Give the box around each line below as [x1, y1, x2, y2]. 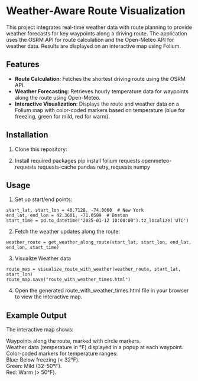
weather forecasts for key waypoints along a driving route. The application [6, 29, 187, 37]
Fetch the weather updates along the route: [14, 228, 120, 235]
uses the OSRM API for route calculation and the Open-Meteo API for [6, 36, 174, 43]
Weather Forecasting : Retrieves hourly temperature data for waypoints [14, 87, 189, 95]
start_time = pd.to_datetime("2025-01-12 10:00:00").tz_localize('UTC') [6, 218, 189, 224]
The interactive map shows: [6, 326, 74, 333]
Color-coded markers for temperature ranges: [6, 350, 118, 357]
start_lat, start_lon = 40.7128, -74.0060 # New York [6, 208, 144, 214]
